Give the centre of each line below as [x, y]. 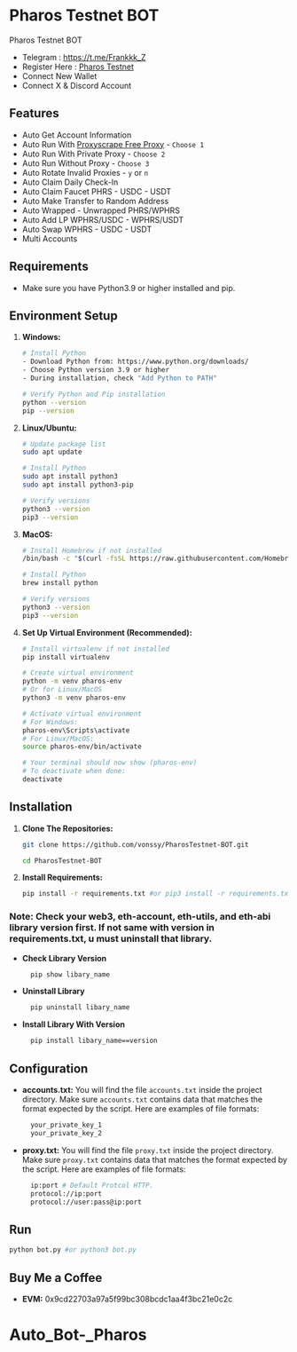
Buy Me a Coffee [56, 1278]
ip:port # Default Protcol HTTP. [92, 1185]
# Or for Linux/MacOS [62, 690]
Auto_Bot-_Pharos [78, 1335]
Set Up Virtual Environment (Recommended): [107, 632]
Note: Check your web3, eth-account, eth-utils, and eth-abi [140, 917]
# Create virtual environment [78, 673]
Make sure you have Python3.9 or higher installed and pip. [129, 288]
